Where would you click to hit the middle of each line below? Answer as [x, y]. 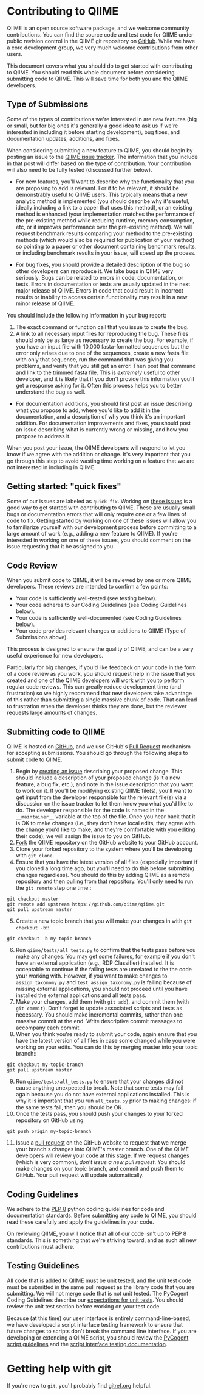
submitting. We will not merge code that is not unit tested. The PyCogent [98, 1293]
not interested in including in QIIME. [51, 467]
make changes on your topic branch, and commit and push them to [100, 1169]
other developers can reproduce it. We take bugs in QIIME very [94, 271]
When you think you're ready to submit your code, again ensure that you [106, 1034]
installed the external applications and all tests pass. [81, 995]
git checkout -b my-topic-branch [49, 939]
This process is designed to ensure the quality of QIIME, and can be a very [100, 649]
